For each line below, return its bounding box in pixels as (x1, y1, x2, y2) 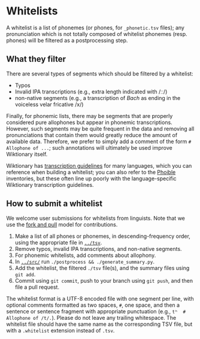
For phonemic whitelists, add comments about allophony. (14, 252, 156, 259)
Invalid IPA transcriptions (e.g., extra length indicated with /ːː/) (14, 88, 168, 95)
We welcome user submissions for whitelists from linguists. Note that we (6, 214, 186, 222)
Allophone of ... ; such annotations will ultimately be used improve (6, 144, 172, 151)
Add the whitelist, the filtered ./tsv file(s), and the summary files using (14, 264, 190, 271)
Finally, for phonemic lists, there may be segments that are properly (6, 112, 173, 119)
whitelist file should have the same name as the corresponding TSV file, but (6, 320, 193, 328)
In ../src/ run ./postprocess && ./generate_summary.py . (14, 258, 154, 265)
